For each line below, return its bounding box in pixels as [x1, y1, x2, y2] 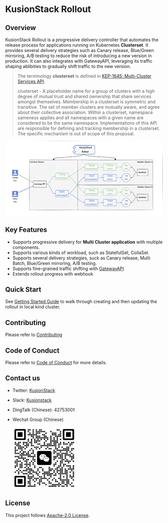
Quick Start [5, 285, 41, 294]
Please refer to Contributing [5, 332, 62, 338]
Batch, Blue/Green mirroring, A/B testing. [12, 260, 97, 266]
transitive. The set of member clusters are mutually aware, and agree [17, 104, 160, 110]
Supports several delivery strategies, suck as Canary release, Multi [12, 254, 150, 261]
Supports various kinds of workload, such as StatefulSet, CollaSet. [12, 249, 149, 255]
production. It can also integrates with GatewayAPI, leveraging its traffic [5, 58, 152, 64]
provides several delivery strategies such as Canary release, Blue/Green [5, 48, 154, 53]
